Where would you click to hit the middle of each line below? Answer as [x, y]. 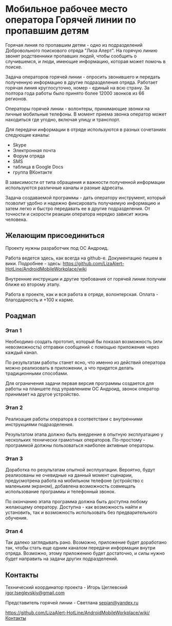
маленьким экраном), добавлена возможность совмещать [71, 486]
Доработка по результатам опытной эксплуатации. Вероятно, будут [80, 470]
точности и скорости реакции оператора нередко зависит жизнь [77, 214]
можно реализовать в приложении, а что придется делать [70, 368]
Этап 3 [14, 458]
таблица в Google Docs [38, 167]
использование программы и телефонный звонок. [61, 492]
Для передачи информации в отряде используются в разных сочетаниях [86, 130]
